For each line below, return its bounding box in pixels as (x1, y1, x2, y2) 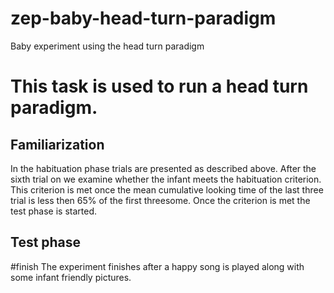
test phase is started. (10, 205, 98, 217)
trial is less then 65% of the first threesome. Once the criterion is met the (10, 194, 311, 206)
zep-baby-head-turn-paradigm (10, 7, 277, 30)
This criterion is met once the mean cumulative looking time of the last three (10, 183, 324, 196)
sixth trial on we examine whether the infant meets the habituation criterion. (10, 173, 322, 185)
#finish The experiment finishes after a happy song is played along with (10, 260, 305, 272)
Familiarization (10, 136, 105, 153)
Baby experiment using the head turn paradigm (10, 40, 205, 52)
